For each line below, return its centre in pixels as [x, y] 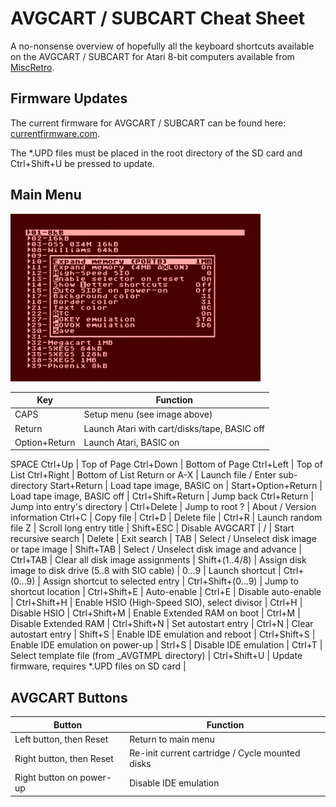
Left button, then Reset [61, 739]
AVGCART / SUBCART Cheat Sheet [158, 18]
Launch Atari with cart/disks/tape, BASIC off [174, 428]
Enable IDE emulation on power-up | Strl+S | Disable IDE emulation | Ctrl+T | [166, 645]
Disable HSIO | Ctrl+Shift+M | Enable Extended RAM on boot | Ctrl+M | [155, 613]
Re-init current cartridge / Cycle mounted [215, 753]
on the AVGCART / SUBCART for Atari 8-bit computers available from [152, 56]
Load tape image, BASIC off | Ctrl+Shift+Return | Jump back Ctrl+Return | [162, 496]
